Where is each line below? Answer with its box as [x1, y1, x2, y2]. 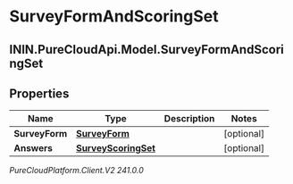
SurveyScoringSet [75, 142, 156, 155]
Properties [9, 86, 70, 101]
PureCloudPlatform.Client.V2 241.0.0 [9, 165, 145, 176]
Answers [13, 142, 54, 155]
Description [163, 113, 215, 125]
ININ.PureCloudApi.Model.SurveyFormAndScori [9, 42, 284, 57]
